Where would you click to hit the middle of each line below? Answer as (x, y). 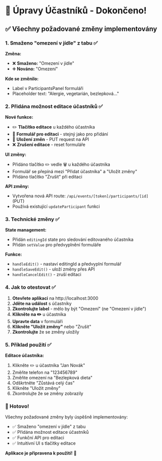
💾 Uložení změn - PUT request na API (51, 139)
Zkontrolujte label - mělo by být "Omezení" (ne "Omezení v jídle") (79, 309)
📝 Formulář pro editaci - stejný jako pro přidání (60, 134)
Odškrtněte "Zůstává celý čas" (43, 383)
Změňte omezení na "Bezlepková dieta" (52, 378)
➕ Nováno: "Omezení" (35, 69)
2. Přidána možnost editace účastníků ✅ (54, 106)
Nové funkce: (19, 117)
